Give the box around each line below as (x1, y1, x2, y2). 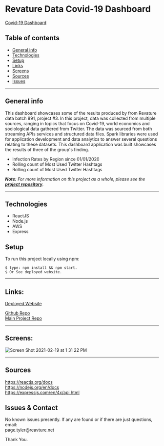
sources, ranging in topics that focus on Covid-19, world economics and (5, 120, 150, 126)
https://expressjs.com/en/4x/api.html (5, 389, 80, 395)
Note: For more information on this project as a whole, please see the (5, 176, 145, 182)
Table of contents (5, 34, 60, 42)
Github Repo (5, 310, 30, 316)
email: (5, 422, 18, 428)
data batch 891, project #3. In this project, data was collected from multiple (5, 115, 156, 121)
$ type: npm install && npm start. (5, 265, 78, 270)
